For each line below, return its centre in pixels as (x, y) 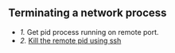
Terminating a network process (87, 13)
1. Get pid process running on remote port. (89, 32)
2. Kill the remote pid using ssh (70, 40)
